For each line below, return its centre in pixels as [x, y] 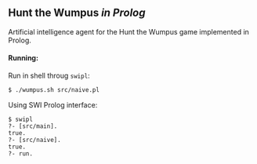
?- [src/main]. [33, 126]
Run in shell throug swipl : [49, 76]
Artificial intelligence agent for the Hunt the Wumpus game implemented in [128, 31]
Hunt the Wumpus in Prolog [77, 13]
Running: [24, 58]
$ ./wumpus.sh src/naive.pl [54, 90]
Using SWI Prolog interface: [53, 104]
